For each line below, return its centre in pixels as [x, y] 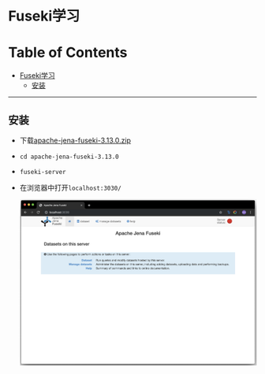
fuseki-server [43, 172]
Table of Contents [68, 53]
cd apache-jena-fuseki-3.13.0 [69, 157]
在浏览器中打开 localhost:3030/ [71, 187]
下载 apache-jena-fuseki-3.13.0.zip [75, 140]
